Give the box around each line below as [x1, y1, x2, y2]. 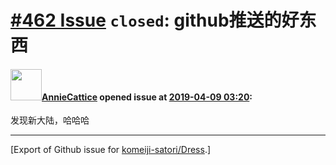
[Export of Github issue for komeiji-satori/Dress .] [10, 144, 212, 156]
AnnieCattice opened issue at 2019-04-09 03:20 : [41, 91, 253, 103]
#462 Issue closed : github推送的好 [10, 9, 300, 32]
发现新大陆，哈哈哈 [10, 114, 90, 126]
